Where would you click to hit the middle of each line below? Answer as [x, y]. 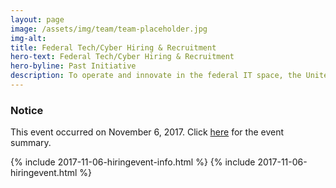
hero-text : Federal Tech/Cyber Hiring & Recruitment [122, 57]
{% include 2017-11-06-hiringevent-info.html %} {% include [133, 162]
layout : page [37, 19]
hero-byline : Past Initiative [73, 66]
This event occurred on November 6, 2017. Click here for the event [147, 132]
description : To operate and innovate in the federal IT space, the [156, 76]
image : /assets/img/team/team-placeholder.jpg [109, 29]
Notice [27, 110]
